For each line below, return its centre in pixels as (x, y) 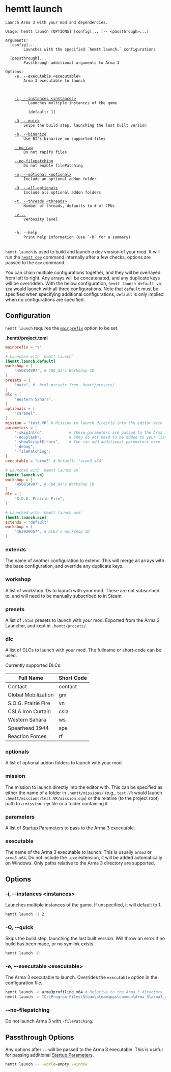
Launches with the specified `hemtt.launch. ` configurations (90, 49)
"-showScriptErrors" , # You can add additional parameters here (87, 442)
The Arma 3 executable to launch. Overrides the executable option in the (81, 977)
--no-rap (24, 148)
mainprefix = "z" (24, 347)
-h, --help (26, 232)
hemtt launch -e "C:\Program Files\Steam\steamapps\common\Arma (75, 997)
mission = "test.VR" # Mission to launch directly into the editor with (84, 423)
